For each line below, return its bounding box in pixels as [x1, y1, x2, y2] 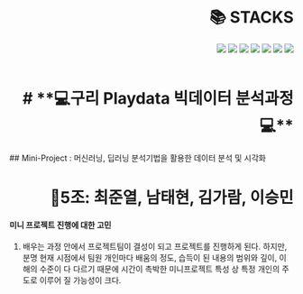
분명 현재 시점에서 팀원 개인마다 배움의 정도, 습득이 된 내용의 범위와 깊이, [22, 253, 278, 263]
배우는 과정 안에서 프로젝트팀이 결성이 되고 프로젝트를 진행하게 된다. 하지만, [22, 241, 288, 253]
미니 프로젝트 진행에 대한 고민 [9, 219, 112, 230]
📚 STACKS [208, 7, 294, 28]
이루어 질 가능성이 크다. [39, 275, 122, 286]
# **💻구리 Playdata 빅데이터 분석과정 [22, 88, 294, 109]
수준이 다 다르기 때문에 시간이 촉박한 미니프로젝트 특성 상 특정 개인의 [39, 263, 280, 275]
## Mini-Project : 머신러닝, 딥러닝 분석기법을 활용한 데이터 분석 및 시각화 [9, 152, 266, 163]
